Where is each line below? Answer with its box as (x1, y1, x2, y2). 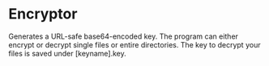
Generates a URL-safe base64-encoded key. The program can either (8, 31, 239, 41)
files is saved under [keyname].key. (8, 48, 127, 58)
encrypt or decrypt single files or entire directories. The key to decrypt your (8, 39, 261, 49)
